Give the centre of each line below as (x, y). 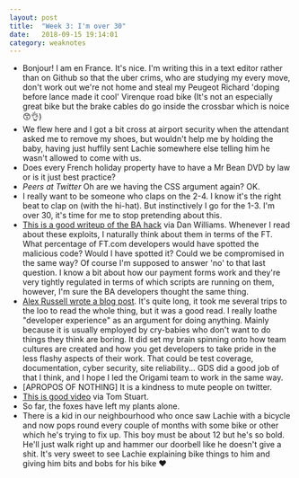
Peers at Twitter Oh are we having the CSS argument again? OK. (141, 187)
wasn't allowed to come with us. (82, 158)
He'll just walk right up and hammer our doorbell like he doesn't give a (152, 445)
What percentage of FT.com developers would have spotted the (141, 244)
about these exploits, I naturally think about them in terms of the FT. (148, 235)
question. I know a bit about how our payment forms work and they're (151, 273)
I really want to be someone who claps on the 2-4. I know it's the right (152, 196)
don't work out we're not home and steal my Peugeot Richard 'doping (151, 87)
